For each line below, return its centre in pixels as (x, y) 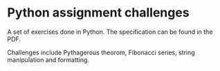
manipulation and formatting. (48, 59)
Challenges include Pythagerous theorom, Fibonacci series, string (101, 52)
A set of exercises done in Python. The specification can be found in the (110, 32)
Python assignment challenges (98, 13)
